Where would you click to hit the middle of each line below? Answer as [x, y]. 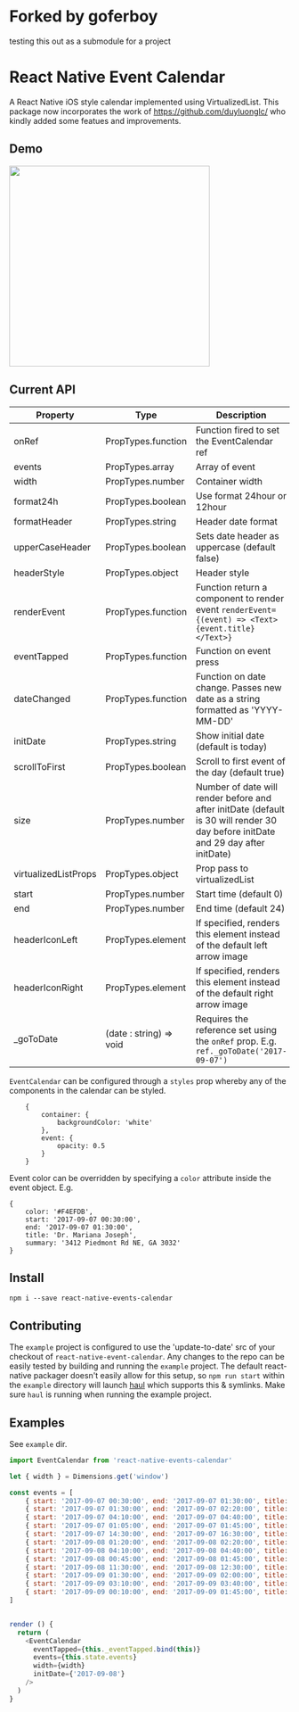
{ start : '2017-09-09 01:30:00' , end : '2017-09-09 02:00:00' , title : [157, 1576]
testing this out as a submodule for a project [90, 41]
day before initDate [235, 831]
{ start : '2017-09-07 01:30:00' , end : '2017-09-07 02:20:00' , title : [157, 1509]
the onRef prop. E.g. [236, 1041]
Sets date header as [237, 535]
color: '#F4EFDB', [59, 1212]
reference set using [236, 1030]
